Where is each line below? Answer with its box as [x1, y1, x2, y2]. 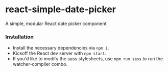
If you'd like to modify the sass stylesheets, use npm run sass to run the [12, 56, 163, 62]
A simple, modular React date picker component [5, 20, 107, 27]
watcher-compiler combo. [12, 61, 68, 67]
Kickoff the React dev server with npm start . [12, 50, 106, 57]
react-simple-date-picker [5, 4, 116, 15]
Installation [5, 33, 34, 40]
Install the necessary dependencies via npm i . [12, 45, 109, 51]
